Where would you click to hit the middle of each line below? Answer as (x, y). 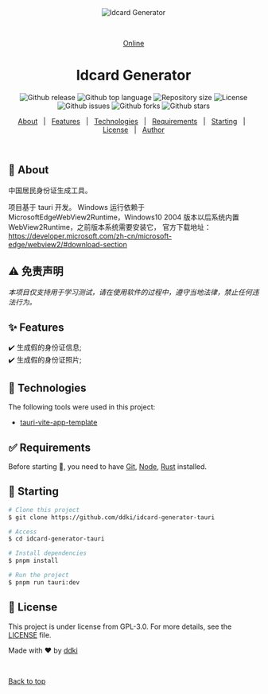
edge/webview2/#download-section (68, 244)
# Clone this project (44, 510)
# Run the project (39, 576)
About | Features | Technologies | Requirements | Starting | (132, 121)
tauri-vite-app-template (58, 423)
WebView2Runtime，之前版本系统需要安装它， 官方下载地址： (110, 227)
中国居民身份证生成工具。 (50, 190)
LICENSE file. (30, 634)
